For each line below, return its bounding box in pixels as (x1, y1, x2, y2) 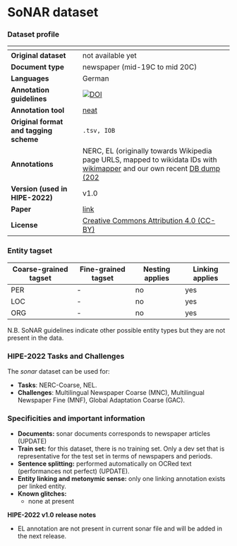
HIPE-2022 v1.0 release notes (7, 511, 97, 519)
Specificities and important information (7, 414, 146, 423)
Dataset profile (7, 30, 60, 40)
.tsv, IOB (82, 126, 116, 135)
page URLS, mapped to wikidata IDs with (82, 155, 217, 165)
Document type (11, 62, 65, 72)
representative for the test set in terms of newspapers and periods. (17, 452, 213, 461)
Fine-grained (80, 264, 126, 274)
